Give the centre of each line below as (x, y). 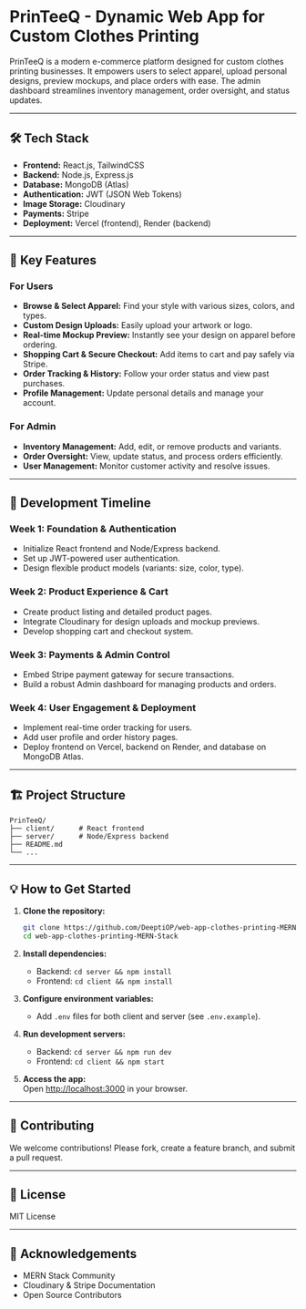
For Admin (33, 427)
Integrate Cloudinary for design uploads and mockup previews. (141, 621)
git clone (41, 927)
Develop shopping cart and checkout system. (108, 631)
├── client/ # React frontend (77, 829)
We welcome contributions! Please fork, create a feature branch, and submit (153, 1148)
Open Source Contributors (72, 1295)
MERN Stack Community (69, 1276)
